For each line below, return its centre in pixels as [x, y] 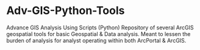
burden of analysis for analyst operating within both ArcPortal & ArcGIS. [96, 40]
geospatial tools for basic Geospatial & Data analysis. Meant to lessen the [98, 34]
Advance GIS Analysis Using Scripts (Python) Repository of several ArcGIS [100, 27]
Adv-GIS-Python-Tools [66, 11]
